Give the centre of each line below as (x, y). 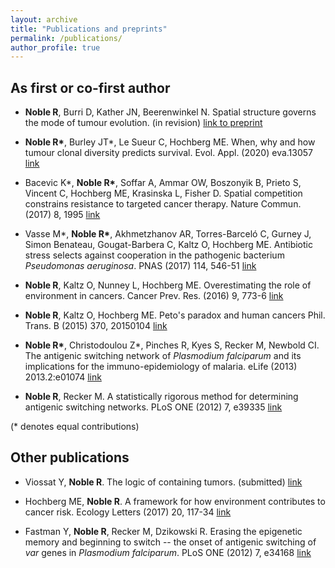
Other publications (70, 457)
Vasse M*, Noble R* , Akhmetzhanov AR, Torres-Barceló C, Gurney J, (168, 234)
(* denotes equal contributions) (75, 427)
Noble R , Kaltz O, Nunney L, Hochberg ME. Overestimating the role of (168, 285)
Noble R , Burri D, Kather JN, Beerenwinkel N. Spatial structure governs (170, 112)
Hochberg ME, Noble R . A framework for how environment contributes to (175, 501)
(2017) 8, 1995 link (62, 215)
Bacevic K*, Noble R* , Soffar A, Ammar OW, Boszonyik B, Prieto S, (163, 183)
